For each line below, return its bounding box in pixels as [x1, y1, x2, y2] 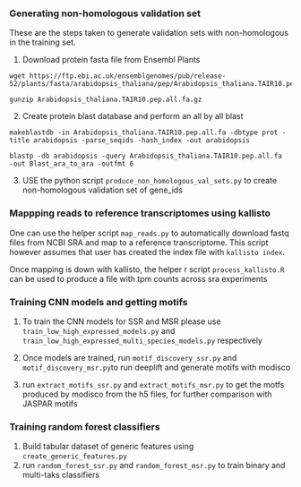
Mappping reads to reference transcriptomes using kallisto [9, 207, 271, 219]
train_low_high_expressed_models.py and [21, 325, 176, 336]
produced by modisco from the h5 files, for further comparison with [21, 389, 272, 399]
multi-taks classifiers [21, 469, 100, 481]
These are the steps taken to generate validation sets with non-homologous [9, 28, 289, 38]
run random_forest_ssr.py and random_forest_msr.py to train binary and [21, 460, 286, 471]
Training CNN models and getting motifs [9, 295, 188, 308]
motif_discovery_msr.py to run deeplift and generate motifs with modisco [21, 362, 291, 372]
